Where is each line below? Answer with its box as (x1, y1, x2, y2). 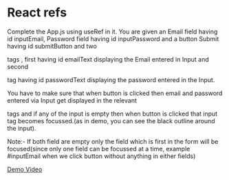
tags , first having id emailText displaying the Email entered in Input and (7, 55, 210, 63)
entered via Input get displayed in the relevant (7, 96, 138, 104)
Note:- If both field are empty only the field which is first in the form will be (7, 137, 219, 145)
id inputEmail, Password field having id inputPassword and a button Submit (7, 34, 219, 42)
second (7, 62, 29, 70)
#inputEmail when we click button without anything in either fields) (7, 152, 196, 160)
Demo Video (7, 165, 43, 173)
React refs (7, 5, 67, 21)
